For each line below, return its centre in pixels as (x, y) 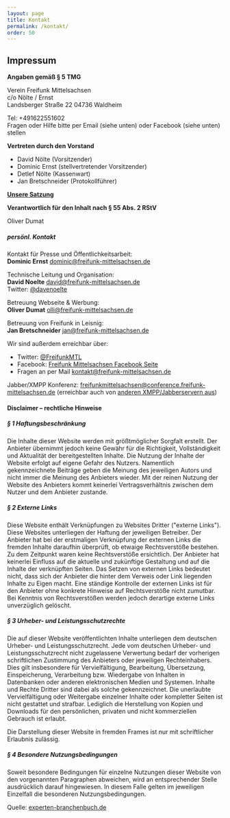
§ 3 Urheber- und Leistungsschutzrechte (66, 621)
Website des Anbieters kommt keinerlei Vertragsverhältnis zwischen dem (110, 484)
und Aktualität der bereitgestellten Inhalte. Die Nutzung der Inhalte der (106, 455)
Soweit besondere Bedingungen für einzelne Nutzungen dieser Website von (114, 772)
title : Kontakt (29, 20)
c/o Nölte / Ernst (30, 97)
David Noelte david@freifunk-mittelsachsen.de (74, 282)
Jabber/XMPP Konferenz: (43, 385)
